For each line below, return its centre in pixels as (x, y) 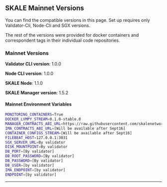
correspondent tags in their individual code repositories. (63, 40)
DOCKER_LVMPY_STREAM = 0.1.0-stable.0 (43, 119)
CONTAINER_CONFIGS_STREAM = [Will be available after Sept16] (69, 133)
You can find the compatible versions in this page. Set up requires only (78, 20)
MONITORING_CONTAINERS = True (34, 115)
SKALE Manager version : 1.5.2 (37, 93)
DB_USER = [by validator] (30, 165)
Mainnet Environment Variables (39, 104)
